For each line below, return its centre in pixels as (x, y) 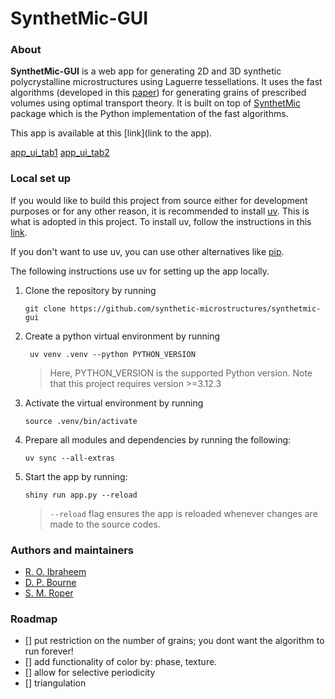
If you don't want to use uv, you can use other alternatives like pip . (147, 251)
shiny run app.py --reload (81, 495)
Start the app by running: (76, 476)
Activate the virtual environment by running (114, 403)
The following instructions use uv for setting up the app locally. (140, 271)
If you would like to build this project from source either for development (159, 200)
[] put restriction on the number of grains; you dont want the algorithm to (174, 641)
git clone (45, 308)
